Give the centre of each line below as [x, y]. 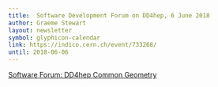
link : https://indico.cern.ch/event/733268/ [83, 45]
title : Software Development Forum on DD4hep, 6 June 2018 [109, 15]
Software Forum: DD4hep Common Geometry [83, 75]
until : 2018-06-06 [38, 52]
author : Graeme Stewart [47, 23]
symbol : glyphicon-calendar [54, 38]
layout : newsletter [40, 30]
